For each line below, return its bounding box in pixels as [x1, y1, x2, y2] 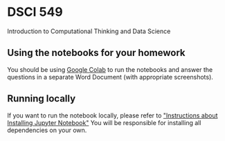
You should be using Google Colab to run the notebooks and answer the [7, 65, 213, 73]
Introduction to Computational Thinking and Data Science [7, 27, 171, 35]
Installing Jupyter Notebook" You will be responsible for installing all [7, 118, 201, 126]
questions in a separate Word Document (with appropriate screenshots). [7, 73, 213, 81]
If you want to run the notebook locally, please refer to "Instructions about [7, 111, 218, 120]
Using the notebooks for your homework [7, 47, 186, 59]
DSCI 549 [7, 4, 64, 20]
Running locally [7, 93, 76, 104]
